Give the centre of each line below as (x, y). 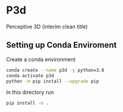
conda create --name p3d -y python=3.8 (55, 70)
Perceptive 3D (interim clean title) (47, 27)
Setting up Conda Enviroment (61, 45)
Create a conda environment (41, 59)
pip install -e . (27, 103)
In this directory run (30, 93)
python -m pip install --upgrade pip (53, 81)
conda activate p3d (30, 75)
